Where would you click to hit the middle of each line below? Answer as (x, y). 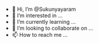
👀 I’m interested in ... (37, 15)
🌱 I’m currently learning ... (44, 22)
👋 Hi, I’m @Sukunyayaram (44, 9)
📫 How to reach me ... (40, 35)
